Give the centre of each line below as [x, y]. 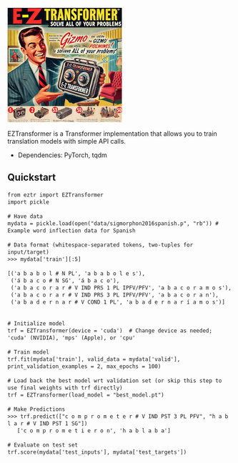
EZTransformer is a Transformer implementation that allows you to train [113, 134]
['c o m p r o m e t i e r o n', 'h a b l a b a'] [94, 430]
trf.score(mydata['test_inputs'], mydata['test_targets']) [97, 452]
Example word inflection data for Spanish [71, 230]
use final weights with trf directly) [65, 388]
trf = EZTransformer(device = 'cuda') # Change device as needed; [110, 330]
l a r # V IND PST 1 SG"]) [48, 423]
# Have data [25, 216]
